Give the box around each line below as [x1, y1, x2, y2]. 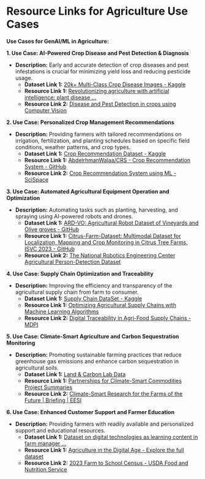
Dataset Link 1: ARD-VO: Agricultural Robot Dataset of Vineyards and [24, 219, 199, 226]
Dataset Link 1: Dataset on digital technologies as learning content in [24, 433, 198, 440]
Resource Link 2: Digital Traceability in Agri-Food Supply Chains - [24, 314, 192, 322]
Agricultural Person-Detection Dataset [24, 258, 121, 265]
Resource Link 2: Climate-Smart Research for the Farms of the [24, 390, 183, 397]
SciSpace [24, 176, 49, 183]
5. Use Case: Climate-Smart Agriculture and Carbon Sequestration [6, 332, 179, 340]
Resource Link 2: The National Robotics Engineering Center [24, 251, 176, 259]
